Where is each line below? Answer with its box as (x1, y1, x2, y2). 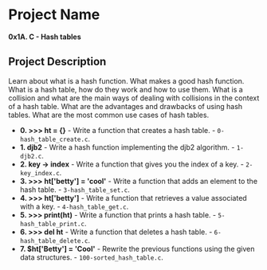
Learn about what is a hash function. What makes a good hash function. (8, 76, 245, 85)
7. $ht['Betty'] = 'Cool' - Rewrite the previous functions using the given (19, 244, 255, 253)
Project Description (8, 55, 107, 68)
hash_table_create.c (19, 135, 88, 143)
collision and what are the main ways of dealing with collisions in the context (8, 93, 260, 103)
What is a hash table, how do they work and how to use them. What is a (8, 84, 243, 94)
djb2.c (19, 152, 42, 160)
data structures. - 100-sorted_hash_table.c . (19, 252, 163, 262)
